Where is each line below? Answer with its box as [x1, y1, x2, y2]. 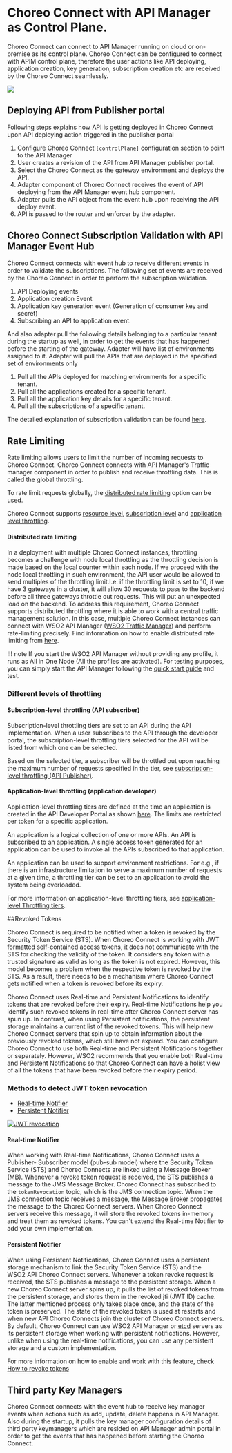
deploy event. [17, 202, 57, 211]
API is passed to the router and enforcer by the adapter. [17, 209, 176, 218]
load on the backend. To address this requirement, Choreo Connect [7, 599, 199, 608]
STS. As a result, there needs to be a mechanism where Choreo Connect [7, 972, 214, 980]
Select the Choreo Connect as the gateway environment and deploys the [17, 166, 224, 174]
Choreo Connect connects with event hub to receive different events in [7, 259, 209, 267]
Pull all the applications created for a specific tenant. [17, 387, 167, 395]
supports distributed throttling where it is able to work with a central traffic [7, 606, 219, 615]
